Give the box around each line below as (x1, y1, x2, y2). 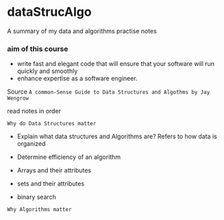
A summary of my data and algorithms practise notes (7, 27, 158, 35)
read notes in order (7, 107, 62, 115)
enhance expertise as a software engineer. (16, 74, 138, 82)
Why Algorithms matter (7, 206, 72, 213)
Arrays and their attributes (16, 166, 91, 175)
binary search (16, 193, 57, 201)
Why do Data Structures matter (7, 120, 97, 127)
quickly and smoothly (16, 67, 78, 76)
